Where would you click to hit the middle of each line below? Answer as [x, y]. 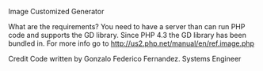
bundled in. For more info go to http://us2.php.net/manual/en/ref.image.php [131, 43]
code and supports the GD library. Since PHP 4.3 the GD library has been [128, 35]
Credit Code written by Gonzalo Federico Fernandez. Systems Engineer [125, 59]
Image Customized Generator [56, 11]
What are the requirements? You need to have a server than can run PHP [127, 26]
